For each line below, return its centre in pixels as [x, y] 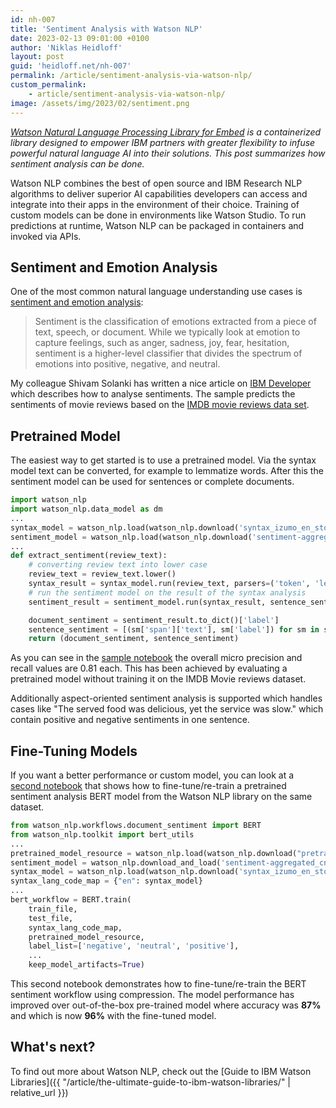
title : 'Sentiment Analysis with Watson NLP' [106, 29]
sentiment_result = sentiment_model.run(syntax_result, [147, 602]
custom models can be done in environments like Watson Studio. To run [158, 215]
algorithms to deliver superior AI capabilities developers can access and [159, 193]
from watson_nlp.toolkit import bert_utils [102, 834]
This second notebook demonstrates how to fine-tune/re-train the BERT [158, 984]
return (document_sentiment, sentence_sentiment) [134, 639]
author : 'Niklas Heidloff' [66, 47]
